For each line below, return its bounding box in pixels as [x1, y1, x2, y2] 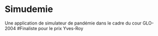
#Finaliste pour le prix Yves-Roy [17, 25, 84, 31]
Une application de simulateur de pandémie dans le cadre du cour [5, 20, 142, 26]
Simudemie [5, 3, 53, 15]
